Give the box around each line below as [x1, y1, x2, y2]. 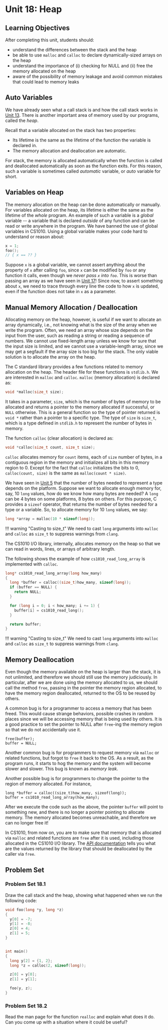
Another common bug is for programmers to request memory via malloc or [5, 749, 159, 756]
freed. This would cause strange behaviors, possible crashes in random [5, 711, 153, 717]
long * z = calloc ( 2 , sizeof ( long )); [10, 963, 86, 968]
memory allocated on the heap [12, 68, 76, 74]
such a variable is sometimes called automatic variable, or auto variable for [5, 168, 161, 174]
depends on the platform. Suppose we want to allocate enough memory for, [5, 485, 162, 491]
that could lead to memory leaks [12, 79, 79, 85]
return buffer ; [10, 622, 42, 627]
